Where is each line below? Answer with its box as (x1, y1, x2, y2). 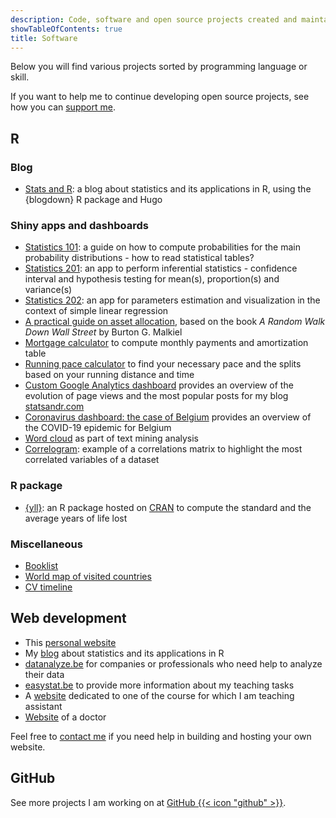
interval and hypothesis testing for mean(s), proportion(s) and (24, 273, 280, 285)
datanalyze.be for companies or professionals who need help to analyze (24, 657, 323, 670)
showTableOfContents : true (10, 24, 123, 34)
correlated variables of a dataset (24, 454, 160, 466)
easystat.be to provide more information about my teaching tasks (24, 679, 295, 691)
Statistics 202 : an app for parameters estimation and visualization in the (24, 294, 321, 306)
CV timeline (24, 581, 73, 593)
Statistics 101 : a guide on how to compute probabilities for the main (24, 241, 302, 253)
